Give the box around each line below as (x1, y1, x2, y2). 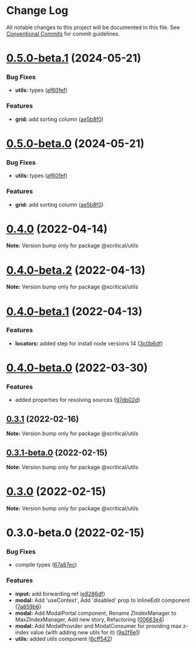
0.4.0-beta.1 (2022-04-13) (6, 304, 143, 318)
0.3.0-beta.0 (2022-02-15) (6, 526, 145, 540)
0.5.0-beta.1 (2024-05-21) (6, 51, 142, 65)
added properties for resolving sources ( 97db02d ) (15, 396, 140, 404)
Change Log (6, 4, 68, 18)
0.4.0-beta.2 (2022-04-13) (6, 263, 146, 277)
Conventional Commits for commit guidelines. (6, 30, 120, 37)
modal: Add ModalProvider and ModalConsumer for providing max (15, 622, 182, 629)
